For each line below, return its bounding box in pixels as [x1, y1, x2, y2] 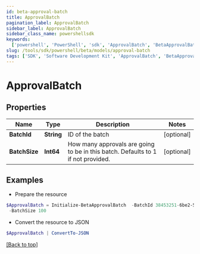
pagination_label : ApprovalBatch [6, 20, 89, 26]
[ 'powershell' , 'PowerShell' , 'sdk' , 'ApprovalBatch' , [11, 42, 151, 48]
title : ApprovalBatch [6, 14, 60, 20]
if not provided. [67, 154, 111, 163]
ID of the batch [67, 130, 110, 138]
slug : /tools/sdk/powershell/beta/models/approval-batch [6, 48, 151, 54]
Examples [6, 175, 43, 185]
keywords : [6, 36, 31, 42]
